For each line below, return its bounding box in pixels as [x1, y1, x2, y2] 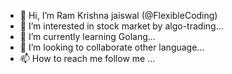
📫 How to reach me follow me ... [19, 53, 156, 64]
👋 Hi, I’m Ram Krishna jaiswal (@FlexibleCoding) [19, 10, 218, 21]
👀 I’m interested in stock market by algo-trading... [19, 20, 224, 32]
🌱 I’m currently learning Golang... [19, 31, 156, 42]
